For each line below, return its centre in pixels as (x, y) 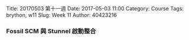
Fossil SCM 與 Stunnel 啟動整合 (51, 31)
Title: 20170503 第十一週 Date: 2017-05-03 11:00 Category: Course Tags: (95, 8)
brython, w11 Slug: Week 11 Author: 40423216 (61, 15)
